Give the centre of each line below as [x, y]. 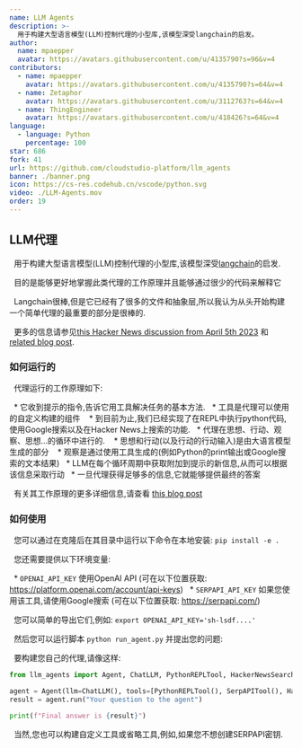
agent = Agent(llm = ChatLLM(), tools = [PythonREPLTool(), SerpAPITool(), [146, 691]
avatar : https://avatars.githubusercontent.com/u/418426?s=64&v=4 [152, 118]
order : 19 [28, 202]
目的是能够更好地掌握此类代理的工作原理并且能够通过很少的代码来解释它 [147, 282]
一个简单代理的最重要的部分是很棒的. [78, 312]
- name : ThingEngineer [60, 110]
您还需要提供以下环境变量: [62, 559]
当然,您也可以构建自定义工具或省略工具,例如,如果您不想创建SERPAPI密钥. [148, 734]
